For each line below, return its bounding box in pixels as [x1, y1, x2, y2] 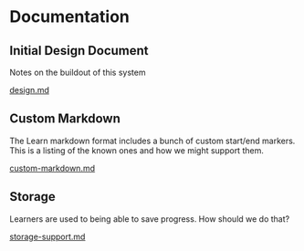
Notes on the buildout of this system [9, 67, 146, 78]
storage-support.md [9, 231, 86, 242]
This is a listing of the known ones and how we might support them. [9, 144, 265, 156]
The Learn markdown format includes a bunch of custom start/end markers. [9, 135, 296, 146]
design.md [9, 85, 50, 95]
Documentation [9, 6, 131, 27]
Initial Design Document [9, 43, 149, 58]
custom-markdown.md [9, 162, 96, 173]
